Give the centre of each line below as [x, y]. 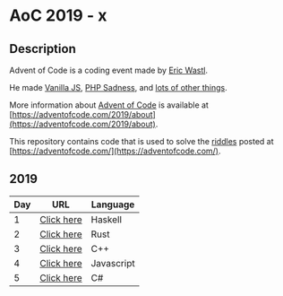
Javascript [113, 263]
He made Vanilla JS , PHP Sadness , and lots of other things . [119, 87]
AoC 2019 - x [58, 16]
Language [113, 205]
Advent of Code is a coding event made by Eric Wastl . [109, 70]
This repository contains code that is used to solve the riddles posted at [142, 141]
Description [43, 49]
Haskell [107, 219]
